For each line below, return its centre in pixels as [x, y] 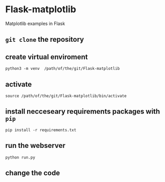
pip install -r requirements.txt [41, 130]
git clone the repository [45, 40]
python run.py [20, 157]
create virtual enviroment [46, 57]
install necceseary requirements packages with [83, 111]
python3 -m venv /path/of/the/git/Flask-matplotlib [63, 69]
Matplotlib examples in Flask [35, 23]
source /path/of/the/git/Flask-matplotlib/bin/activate [66, 96]
